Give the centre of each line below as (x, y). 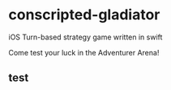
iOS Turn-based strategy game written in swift (85, 37)
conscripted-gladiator (84, 15)
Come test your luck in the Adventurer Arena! (84, 52)
